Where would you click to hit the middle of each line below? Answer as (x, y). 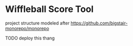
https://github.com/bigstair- (99, 23)
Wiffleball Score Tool (49, 9)
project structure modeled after (37, 23)
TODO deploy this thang (30, 38)
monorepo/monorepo (27, 28)
